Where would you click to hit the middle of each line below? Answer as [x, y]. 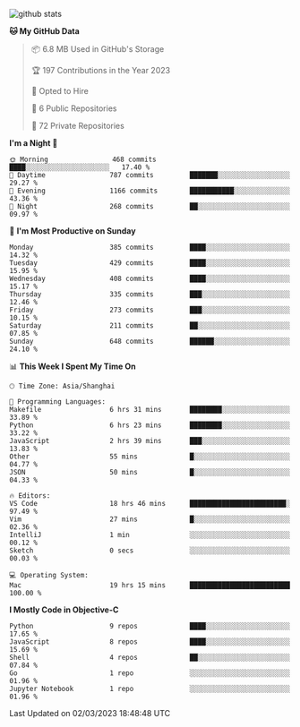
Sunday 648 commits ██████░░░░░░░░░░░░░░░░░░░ [150, 341]
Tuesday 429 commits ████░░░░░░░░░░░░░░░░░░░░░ [150, 263]
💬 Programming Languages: [57, 402]
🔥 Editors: [30, 496]
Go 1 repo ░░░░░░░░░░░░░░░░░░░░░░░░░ [150, 673]
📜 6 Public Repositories [74, 108]
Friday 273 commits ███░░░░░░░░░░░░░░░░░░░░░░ [150, 310]
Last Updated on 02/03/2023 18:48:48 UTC [90, 713]
